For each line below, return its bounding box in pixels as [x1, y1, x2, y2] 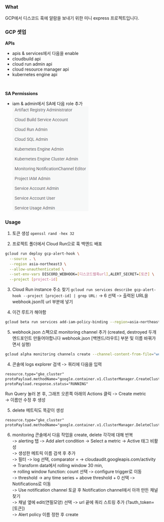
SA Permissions [5, 90, 38, 96]
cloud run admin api [12, 61, 53, 67]
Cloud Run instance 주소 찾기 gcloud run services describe [12, 287, 132, 292]
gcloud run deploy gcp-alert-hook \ [5, 251, 80, 256]
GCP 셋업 [5, 28, 26, 35]
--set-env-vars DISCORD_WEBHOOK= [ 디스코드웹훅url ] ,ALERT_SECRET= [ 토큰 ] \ [9, 272, 155, 277]
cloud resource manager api [12, 66, 69, 72]
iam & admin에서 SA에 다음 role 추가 [12, 101, 83, 106]
